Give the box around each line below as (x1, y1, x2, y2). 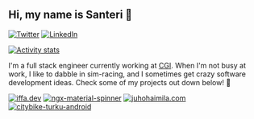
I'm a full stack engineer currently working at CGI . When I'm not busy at (8, 60, 246, 70)
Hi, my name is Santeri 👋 (8, 8, 133, 22)
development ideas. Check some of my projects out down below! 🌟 (8, 77, 231, 87)
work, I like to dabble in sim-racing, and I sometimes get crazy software (8, 69, 246, 79)
